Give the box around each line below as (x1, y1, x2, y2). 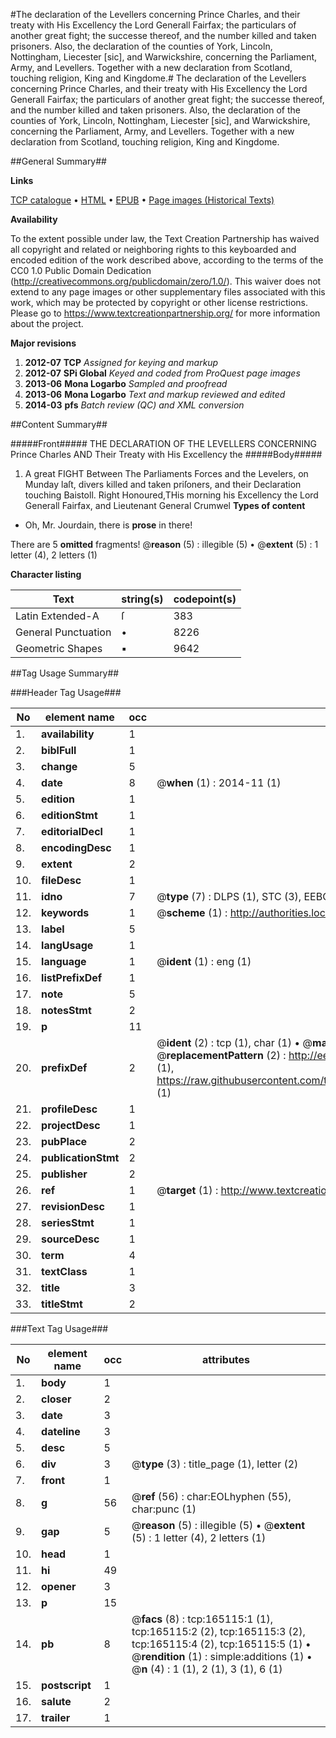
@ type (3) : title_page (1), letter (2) (131, 1457, 299, 1471)
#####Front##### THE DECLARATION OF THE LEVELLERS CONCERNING (10, 438, 318, 449)
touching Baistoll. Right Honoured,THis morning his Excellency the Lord (24, 489, 319, 501)
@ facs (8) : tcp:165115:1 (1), (131, 1612, 274, 1626)
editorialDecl (41, 825, 103, 838)
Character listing (10, 569, 82, 580)
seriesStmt (41, 1216, 95, 1229)
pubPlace (41, 1135, 88, 1148)
